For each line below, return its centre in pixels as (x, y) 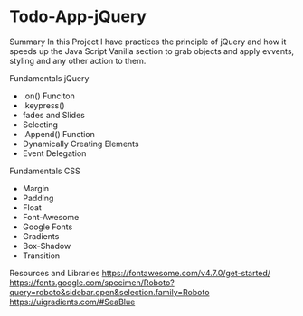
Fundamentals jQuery (49, 78)
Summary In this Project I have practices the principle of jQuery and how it (148, 42)
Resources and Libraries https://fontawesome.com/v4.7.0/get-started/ (140, 273)
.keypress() (43, 105)
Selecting (40, 125)
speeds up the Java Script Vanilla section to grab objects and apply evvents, (152, 51)
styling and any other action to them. (78, 60)
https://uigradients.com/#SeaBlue (72, 302)
